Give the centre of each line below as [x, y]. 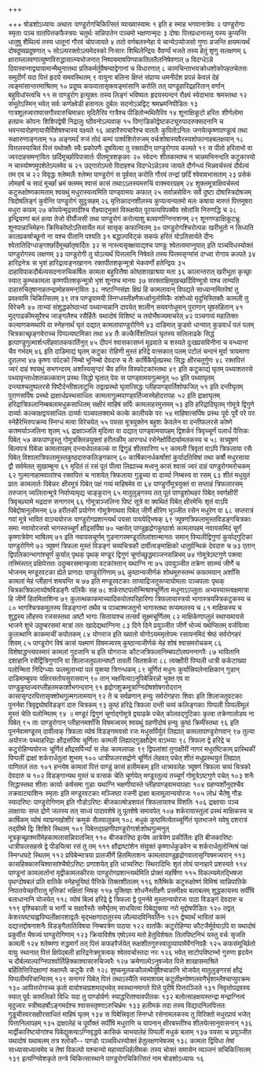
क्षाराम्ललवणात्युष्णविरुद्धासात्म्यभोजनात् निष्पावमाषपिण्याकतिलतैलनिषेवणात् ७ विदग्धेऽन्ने [111, 59]
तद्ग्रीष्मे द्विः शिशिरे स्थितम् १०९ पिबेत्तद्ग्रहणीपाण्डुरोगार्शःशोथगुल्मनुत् [89, 829]
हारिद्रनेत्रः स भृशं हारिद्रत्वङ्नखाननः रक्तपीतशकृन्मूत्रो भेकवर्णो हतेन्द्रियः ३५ [97, 263]
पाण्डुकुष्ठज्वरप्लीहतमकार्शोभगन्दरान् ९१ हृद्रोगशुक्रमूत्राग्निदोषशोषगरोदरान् [95, 687]
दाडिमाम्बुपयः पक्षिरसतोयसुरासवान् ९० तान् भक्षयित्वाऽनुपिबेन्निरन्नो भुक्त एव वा [99, 678]
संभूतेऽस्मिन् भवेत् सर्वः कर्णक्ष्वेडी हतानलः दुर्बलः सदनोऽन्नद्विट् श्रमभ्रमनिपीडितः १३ [103, 104]
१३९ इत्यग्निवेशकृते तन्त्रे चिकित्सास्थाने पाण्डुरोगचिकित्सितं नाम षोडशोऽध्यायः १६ [106, 1058]
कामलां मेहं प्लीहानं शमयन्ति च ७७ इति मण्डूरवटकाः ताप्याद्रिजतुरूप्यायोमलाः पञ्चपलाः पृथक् [116, 581]
